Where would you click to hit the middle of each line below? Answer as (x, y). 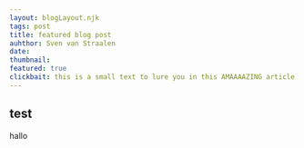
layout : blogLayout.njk (55, 18)
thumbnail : (30, 60)
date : (20, 52)
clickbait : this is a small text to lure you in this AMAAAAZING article (152, 77)
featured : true (38, 69)
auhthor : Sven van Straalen (63, 43)
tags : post (30, 26)
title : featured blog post (61, 35)
